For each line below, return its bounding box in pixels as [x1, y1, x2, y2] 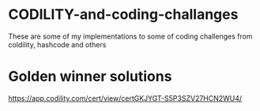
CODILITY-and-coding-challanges [8, 6, 239, 24]
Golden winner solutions [8, 68, 172, 86]
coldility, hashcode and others [8, 39, 107, 49]
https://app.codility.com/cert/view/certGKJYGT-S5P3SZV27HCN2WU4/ [8, 93, 243, 103]
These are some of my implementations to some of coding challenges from [8, 31, 253, 41]
